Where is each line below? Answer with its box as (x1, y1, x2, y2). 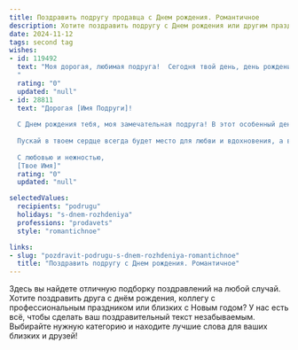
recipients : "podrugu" (17, 202, 101, 211)
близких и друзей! (9, 331, 78, 341)
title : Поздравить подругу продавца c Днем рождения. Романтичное (9, 12, 260, 22)
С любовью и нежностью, (17, 152, 105, 162)
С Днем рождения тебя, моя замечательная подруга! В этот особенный (17, 121, 276, 129)
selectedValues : (9, 194, 69, 203)
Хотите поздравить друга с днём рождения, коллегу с (9, 293, 216, 304)
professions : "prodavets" (17, 218, 114, 227)
